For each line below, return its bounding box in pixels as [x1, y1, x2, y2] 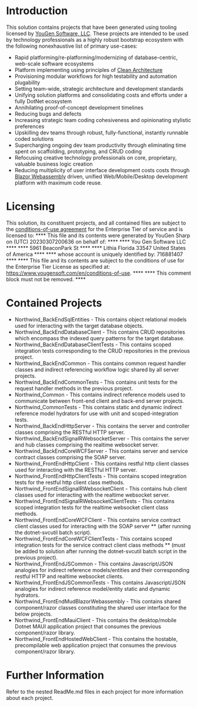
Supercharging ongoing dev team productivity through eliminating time [14, 142, 186, 149]
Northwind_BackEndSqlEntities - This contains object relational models [14, 315, 187, 323]
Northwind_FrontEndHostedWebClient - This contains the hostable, [14, 635, 178, 642]
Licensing [6, 200, 55, 213]
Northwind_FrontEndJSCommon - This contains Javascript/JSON [14, 560, 173, 567]
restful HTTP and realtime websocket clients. [14, 573, 124, 580]
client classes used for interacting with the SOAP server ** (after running [14, 522, 191, 530]
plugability [14, 78, 40, 86]
